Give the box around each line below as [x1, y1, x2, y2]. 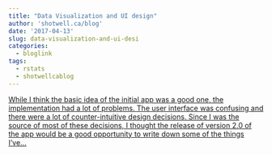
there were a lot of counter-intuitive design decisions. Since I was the [8, 111, 240, 122]
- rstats [15, 65, 45, 73]
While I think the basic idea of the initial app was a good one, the [8, 94, 224, 104]
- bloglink [15, 50, 53, 58]
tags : [8, 58, 27, 66]
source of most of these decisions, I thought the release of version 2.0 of [8, 120, 253, 130]
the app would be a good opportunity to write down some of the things [8, 129, 244, 139]
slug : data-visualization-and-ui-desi [8, 34, 139, 43]
